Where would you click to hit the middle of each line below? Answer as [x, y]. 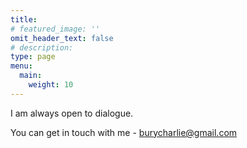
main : [31, 76]
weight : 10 [51, 85]
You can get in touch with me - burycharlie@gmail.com [124, 132]
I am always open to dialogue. [72, 113]
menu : [21, 66]
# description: [42, 47]
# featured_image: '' [55, 29]
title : [24, 19]
